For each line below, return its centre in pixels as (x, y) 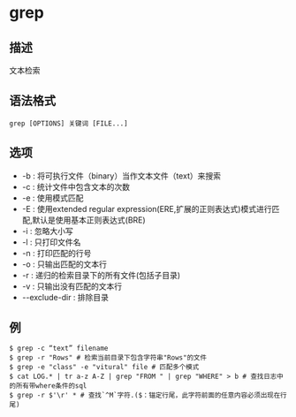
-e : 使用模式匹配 (53, 198)
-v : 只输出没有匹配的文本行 (72, 286)
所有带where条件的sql (51, 386)
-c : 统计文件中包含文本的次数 (76, 186)
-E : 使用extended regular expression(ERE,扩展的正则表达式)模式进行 (147, 208)
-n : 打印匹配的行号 (57, 253)
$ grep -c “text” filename (59, 349)
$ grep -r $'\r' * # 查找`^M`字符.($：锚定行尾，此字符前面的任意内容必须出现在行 (148, 396)
